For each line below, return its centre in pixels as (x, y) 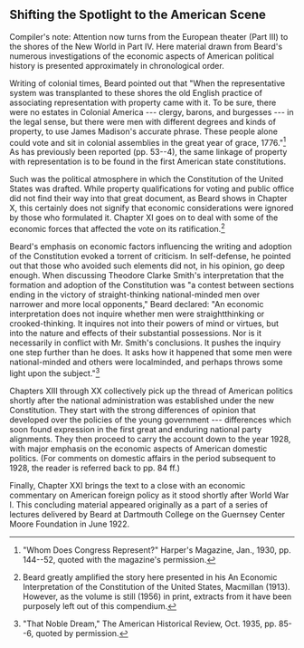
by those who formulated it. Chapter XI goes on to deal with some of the (144, 218)
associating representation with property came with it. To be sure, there (143, 102)
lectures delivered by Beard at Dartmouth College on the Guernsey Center (147, 514)
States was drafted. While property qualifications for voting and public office (152, 189)
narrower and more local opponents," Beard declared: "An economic (137, 305)
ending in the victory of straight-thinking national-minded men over (135, 295)
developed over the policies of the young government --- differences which (151, 420)
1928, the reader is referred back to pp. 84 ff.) (95, 468)
